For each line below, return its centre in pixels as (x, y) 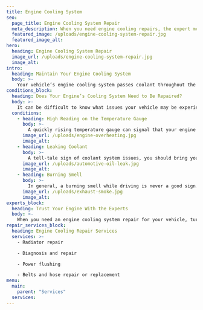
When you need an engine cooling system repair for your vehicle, (102, 220)
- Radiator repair (40, 242)
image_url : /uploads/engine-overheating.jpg (79, 136)
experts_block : (25, 203)
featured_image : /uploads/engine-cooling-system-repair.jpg (89, 34)
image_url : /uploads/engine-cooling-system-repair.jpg (82, 57)
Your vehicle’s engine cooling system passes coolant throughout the (107, 85)
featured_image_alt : (37, 40)
